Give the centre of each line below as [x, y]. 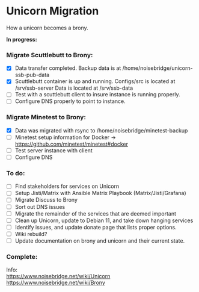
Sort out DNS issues [40, 207]
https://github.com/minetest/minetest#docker [71, 144]
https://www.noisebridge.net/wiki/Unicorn [58, 276]
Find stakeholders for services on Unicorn [67, 186]
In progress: [22, 39]
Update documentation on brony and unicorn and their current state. [100, 241]
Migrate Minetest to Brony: [46, 117]
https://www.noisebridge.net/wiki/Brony [56, 283]
